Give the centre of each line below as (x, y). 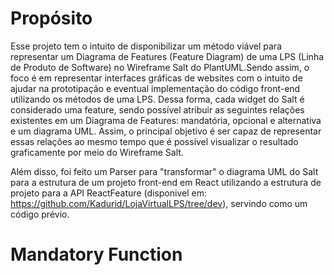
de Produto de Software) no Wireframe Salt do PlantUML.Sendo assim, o (160, 67)
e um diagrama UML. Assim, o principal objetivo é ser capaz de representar (166, 131)
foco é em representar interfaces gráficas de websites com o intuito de (156, 78)
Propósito (51, 18)
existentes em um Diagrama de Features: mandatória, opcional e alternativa (166, 120)
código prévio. (40, 214)
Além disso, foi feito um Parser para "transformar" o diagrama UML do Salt (164, 171)
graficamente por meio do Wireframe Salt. (97, 152)
